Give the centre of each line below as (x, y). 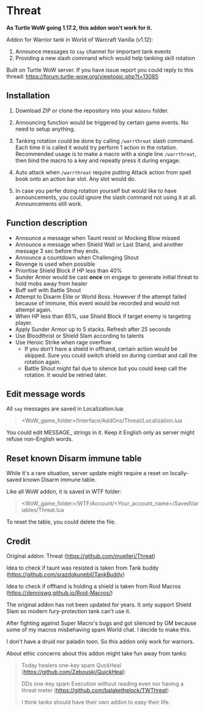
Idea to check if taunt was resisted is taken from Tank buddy (83, 568)
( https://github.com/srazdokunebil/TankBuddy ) (66, 574)
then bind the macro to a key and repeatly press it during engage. (98, 160)
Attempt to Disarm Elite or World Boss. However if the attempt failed (101, 296)
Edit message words (46, 394)
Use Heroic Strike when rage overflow (63, 342)
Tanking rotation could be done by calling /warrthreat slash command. (105, 141)
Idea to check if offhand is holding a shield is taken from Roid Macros (94, 586)
